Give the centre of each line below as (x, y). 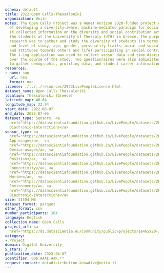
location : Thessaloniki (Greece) (39, 95)
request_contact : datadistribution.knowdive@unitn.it (61, 263)
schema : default (21, 9)
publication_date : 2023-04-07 (36, 254)
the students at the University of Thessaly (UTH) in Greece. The (78, 37)
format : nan (22, 82)
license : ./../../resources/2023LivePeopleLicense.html (63, 86)
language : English (24, 218)
